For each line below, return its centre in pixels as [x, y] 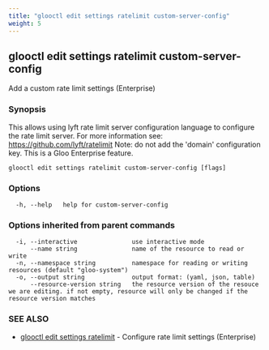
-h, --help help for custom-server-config [92, 205]
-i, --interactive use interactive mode [110, 242]
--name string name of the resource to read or [137, 249]
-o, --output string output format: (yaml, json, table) [135, 277]
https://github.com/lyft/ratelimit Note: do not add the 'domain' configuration [134, 144]
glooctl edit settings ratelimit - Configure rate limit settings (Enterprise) [138, 336]
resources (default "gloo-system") [68, 271]
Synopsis [27, 109]
